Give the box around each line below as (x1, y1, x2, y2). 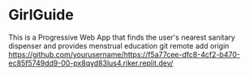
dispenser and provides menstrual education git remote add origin (8, 40, 230, 50)
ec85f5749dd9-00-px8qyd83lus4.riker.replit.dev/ (8, 58, 174, 68)
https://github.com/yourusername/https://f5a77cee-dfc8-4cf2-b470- (8, 49, 241, 59)
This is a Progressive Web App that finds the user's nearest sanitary (8, 32, 235, 42)
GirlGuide (8, 6, 75, 24)
